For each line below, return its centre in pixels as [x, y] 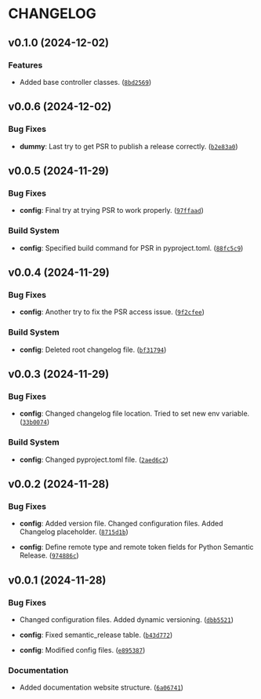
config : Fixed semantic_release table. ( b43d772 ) [96, 635]
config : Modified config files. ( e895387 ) [82, 650]
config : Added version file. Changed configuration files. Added [121, 524]
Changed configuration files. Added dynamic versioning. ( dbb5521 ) [126, 619]
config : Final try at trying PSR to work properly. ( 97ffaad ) [111, 210]
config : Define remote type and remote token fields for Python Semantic [136, 547]
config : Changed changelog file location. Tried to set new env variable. [134, 414]
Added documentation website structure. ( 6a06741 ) [101, 687]
